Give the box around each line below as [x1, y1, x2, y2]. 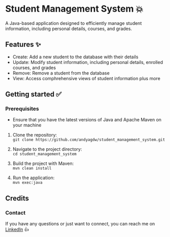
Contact [5, 209, 26, 216]
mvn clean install [12, 166, 52, 171]
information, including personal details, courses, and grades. [5, 25, 132, 31]
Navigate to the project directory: [12, 146, 82, 152]
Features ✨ [5, 40, 41, 49]
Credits [5, 194, 29, 202]
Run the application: [12, 175, 55, 181]
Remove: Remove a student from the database [12, 70, 110, 76]
